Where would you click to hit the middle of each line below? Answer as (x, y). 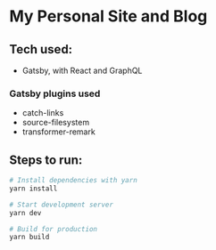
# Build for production (54, 229)
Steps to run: (46, 160)
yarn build (29, 238)
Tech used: (41, 49)
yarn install (33, 189)
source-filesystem (56, 123)
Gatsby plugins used (55, 93)
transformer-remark (58, 132)
